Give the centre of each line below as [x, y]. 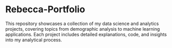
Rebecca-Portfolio [45, 9]
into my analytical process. [34, 40]
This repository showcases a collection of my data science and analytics [82, 23]
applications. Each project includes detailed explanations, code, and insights [86, 34]
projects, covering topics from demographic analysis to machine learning [83, 29]
